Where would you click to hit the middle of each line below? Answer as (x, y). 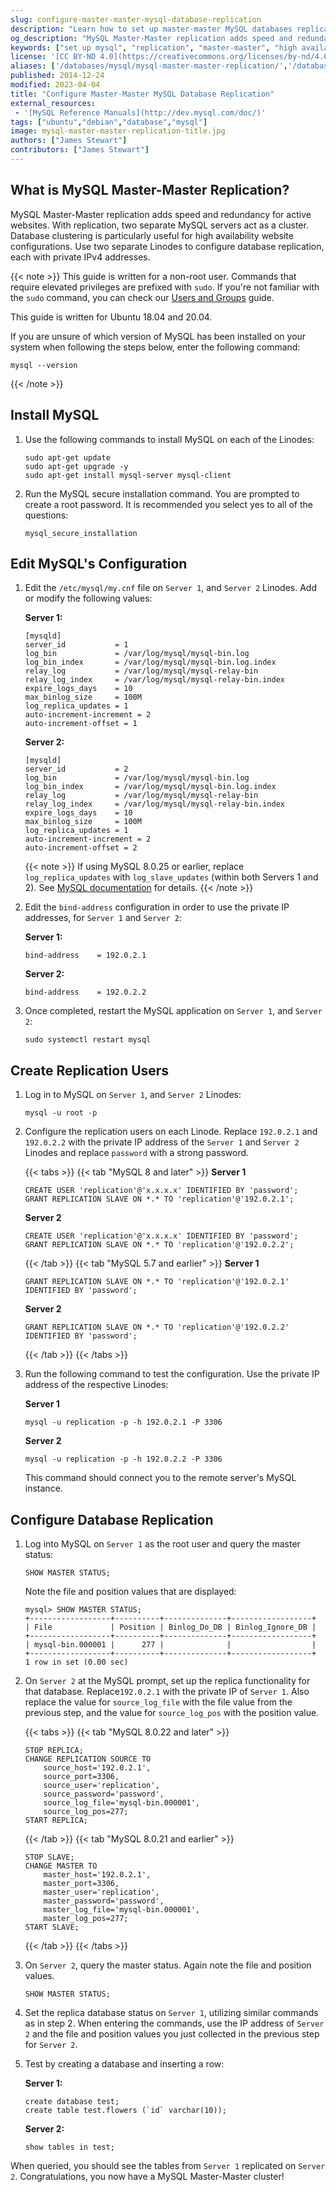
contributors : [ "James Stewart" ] (80, 150)
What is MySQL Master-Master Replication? (150, 190)
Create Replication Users (90, 1070)
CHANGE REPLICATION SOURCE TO (88, 1759)
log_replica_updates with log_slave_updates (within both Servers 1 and (171, 877)
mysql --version (44, 365)
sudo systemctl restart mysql (88, 1040)
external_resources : (53, 103)
